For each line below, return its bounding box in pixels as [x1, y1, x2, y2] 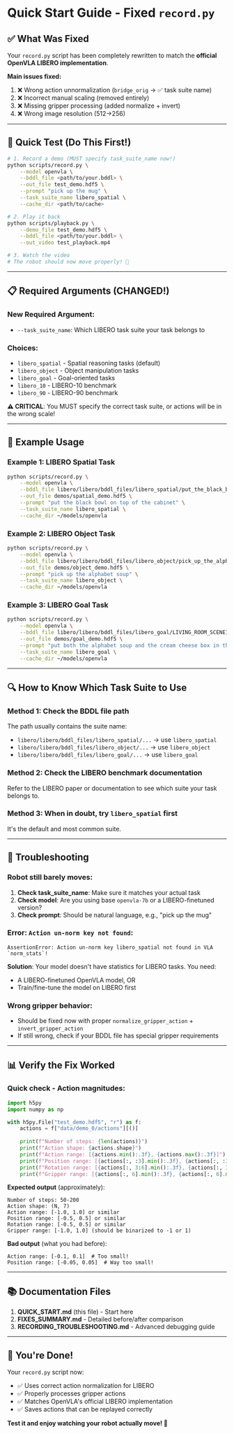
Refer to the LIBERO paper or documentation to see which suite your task [7, 784, 217, 792]
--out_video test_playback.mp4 [19, 239, 111, 246]
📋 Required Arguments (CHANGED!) [7, 285, 170, 297]
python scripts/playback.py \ [7, 220, 95, 227]
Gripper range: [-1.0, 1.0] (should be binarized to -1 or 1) [7, 1227, 192, 1235]
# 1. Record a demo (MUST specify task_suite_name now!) [7, 155, 176, 162]
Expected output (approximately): [7, 1183, 106, 1191]
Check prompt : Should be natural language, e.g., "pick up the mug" [17, 910, 212, 919]
